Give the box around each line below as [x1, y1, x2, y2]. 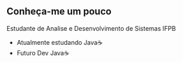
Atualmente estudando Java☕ [16, 38, 103, 46]
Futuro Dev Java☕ [16, 48, 70, 57]
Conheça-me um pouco [6, 6, 112, 17]
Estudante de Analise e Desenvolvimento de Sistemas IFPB [6, 24, 176, 32]
